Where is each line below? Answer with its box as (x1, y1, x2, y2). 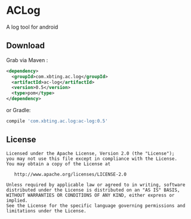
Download (6, 41, 45, 51)
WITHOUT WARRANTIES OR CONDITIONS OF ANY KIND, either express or (6, 192, 175, 198)
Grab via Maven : (6, 56, 48, 63)
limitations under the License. (6, 208, 87, 214)
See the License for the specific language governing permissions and (6, 202, 186, 209)
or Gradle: (6, 107, 31, 113)
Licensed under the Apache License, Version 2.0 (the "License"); (6, 150, 175, 156)
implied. (6, 198, 28, 203)
